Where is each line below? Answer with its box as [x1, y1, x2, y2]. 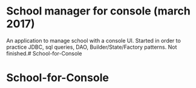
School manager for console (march [6, 4, 191, 18]
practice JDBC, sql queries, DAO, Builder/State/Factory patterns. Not [6, 43, 177, 51]
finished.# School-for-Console [6, 49, 82, 57]
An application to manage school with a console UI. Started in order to [6, 37, 181, 44]
